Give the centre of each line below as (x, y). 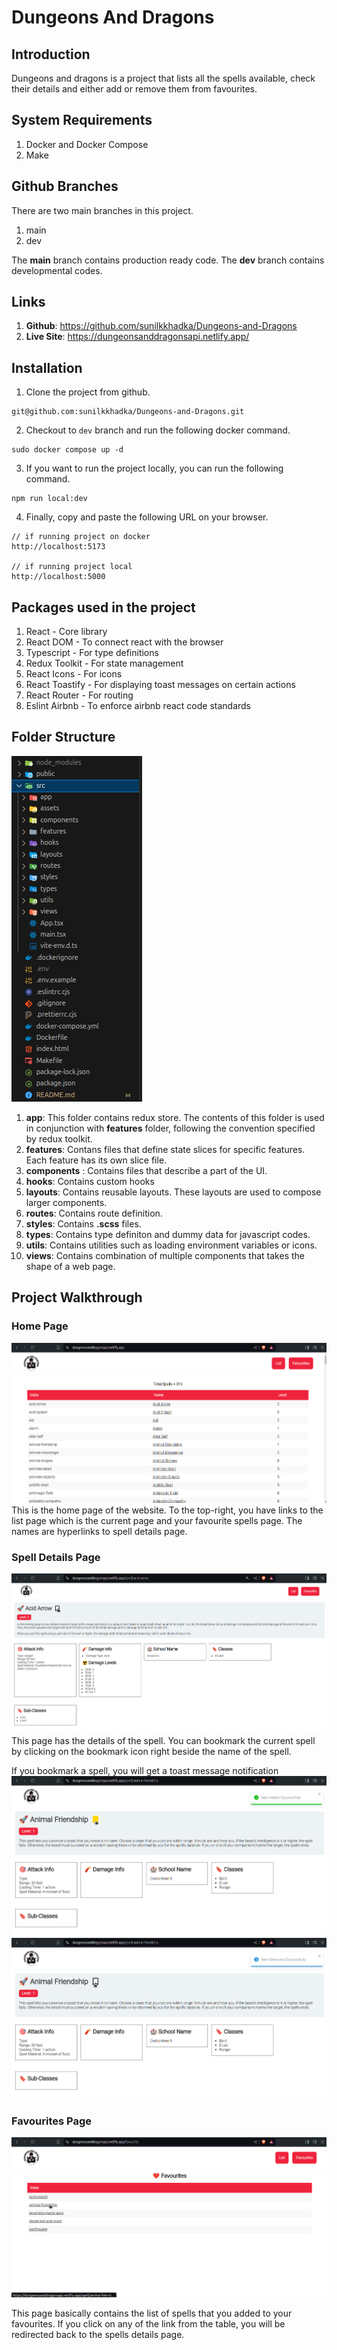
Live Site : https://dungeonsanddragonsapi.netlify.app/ (137, 337)
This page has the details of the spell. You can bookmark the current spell (163, 1741)
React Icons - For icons (74, 674)
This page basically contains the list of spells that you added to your (152, 2313)
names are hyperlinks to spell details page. (99, 1531)
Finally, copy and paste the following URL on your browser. (147, 517)
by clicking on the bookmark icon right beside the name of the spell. (151, 1752)
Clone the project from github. (88, 392)
